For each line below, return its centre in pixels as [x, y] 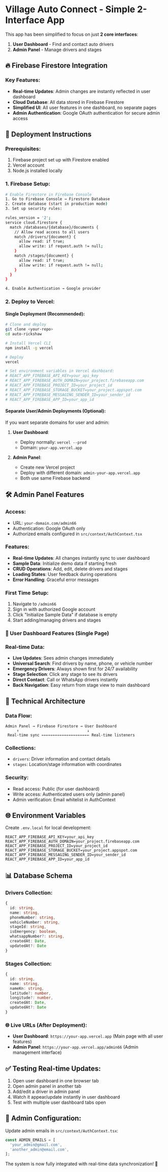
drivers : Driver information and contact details [61, 759]
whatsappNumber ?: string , [37, 936]
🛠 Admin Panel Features [45, 495]
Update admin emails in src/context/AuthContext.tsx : [62, 1130]
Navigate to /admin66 [35, 604]
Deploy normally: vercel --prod [53, 442]
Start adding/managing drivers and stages [57, 620]
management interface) [37, 1052]
